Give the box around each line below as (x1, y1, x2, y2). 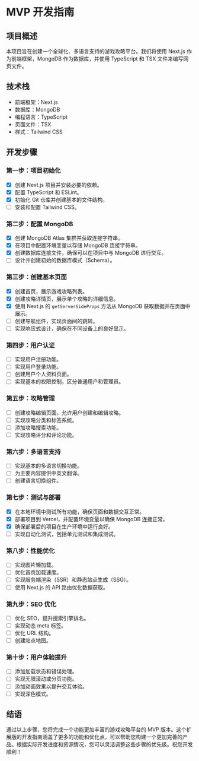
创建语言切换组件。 (14, 477, 62, 484)
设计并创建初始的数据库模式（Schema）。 (14, 256, 115, 264)
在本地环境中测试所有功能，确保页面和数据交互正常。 (14, 508, 145, 515)
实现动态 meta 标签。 (14, 622, 67, 629)
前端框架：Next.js (14, 99, 58, 106)
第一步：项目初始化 (6, 167, 61, 175)
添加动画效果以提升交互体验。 (14, 683, 88, 690)
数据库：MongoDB (14, 106, 60, 113)
